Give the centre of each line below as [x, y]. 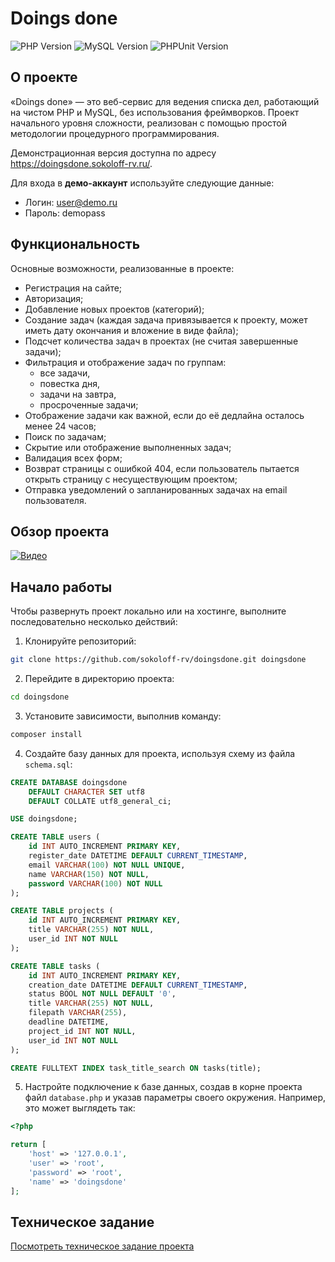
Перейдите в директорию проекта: [99, 679]
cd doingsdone [40, 697]
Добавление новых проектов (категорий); [114, 309]
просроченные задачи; [89, 404]
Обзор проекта [60, 531]
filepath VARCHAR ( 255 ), [78, 1013]
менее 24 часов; [60, 426]
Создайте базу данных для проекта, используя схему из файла [160, 753]
